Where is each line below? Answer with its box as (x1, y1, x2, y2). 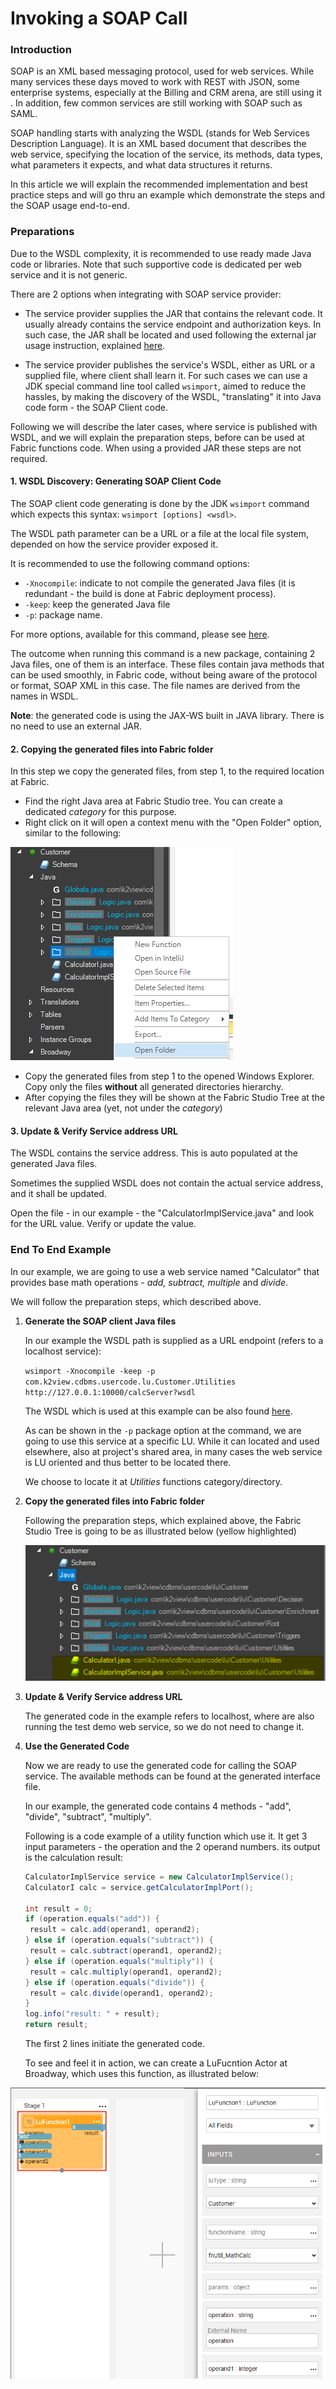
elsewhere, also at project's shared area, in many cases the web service (24, 1445, 323, 1457)
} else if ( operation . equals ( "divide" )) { (24, 1977, 205, 1987)
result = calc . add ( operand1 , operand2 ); (29, 1925, 201, 1935)
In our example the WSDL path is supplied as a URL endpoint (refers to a (24, 1334, 324, 1346)
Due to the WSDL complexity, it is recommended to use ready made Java (10, 247, 312, 259)
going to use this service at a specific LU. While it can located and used (24, 1435, 320, 1447)
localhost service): (24, 1345, 102, 1357)
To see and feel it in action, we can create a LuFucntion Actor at (24, 2057, 288, 2069)
